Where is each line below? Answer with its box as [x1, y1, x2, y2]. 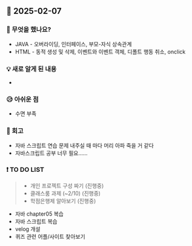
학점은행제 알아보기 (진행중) [30, 197, 96, 204]
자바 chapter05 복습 [15, 210, 64, 217]
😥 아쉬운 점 [6, 95, 39, 103]
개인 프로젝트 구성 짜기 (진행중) [30, 182, 104, 189]
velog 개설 [15, 225, 41, 233]
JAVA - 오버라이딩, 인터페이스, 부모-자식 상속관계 [15, 40, 132, 47]
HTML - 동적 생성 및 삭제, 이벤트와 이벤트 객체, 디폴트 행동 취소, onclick [15, 48, 186, 55]
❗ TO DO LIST [6, 165, 44, 174]
